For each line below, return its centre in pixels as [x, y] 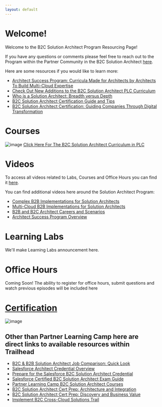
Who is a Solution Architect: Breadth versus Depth [62, 96]
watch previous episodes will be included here [51, 288]
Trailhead [20, 352]
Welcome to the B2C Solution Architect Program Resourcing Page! [71, 47]
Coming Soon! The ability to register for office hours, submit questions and [80, 283]
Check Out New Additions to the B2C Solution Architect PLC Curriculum [84, 91]
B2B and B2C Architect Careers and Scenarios [58, 212]
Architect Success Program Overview [49, 217]
